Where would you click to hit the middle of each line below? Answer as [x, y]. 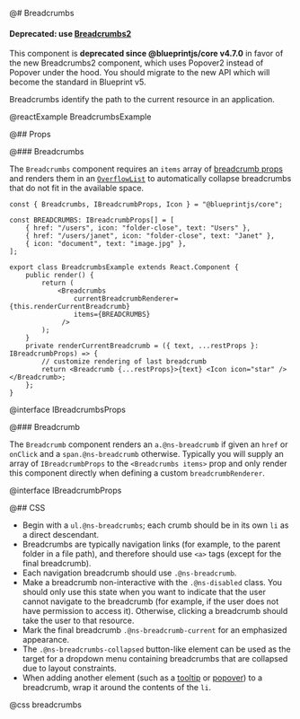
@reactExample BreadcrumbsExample [80, 117]
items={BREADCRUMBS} [112, 315]
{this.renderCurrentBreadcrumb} [70, 307]
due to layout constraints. [69, 669]
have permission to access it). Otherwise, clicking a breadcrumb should [155, 611]
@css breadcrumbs [46, 705]
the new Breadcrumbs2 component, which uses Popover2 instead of [137, 63]
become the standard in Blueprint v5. [78, 82]
